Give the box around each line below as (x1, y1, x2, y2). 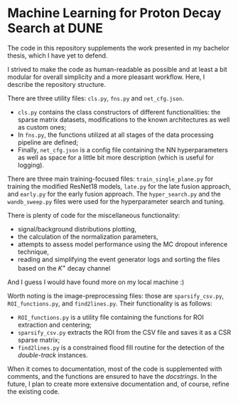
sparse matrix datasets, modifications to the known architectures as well (17, 115, 230, 124)
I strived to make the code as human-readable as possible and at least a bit (7, 65, 227, 73)
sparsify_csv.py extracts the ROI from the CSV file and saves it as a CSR (17, 328, 232, 336)
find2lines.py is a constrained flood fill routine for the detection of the (17, 343, 225, 352)
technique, (17, 247, 50, 256)
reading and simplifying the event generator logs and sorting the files (17, 255, 220, 263)
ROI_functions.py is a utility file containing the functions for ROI (17, 313, 205, 321)
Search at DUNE (7, 20, 104, 36)
